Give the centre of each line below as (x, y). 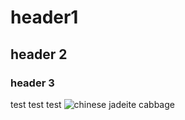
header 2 (39, 54)
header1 (44, 17)
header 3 (32, 83)
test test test (36, 104)
